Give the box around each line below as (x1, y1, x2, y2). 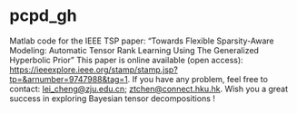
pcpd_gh (9, 5, 77, 26)
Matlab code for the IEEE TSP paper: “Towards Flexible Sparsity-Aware (9, 35, 274, 46)
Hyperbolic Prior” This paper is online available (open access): (9, 54, 243, 65)
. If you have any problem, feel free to (127, 73, 268, 84)
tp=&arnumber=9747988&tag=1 (9, 73, 129, 84)
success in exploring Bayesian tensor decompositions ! (9, 92, 216, 104)
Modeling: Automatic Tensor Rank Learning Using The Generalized (9, 44, 259, 55)
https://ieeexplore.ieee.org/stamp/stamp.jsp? (9, 64, 179, 75)
